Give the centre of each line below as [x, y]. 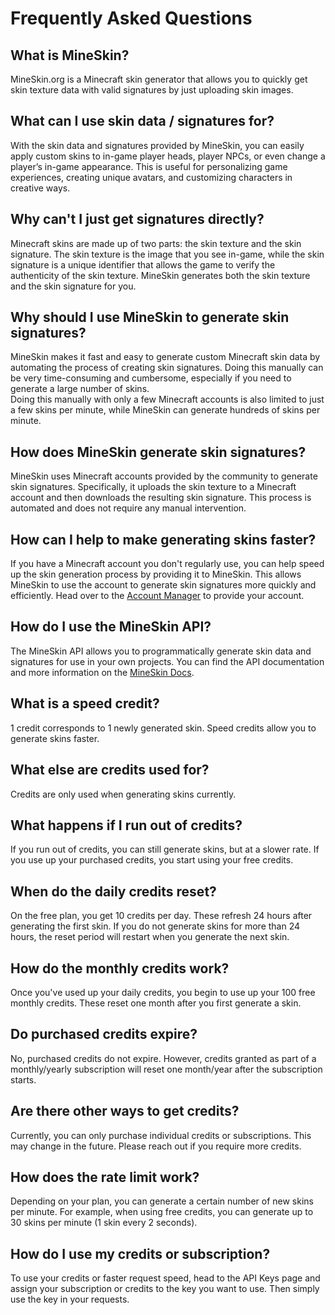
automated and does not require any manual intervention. [128, 508]
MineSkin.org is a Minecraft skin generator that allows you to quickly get [159, 79]
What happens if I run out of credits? [126, 825]
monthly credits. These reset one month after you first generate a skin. [156, 1003]
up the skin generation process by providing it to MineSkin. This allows [156, 574]
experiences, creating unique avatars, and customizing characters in [151, 177]
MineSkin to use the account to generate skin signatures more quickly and [163, 585]
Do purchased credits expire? [104, 1034]
